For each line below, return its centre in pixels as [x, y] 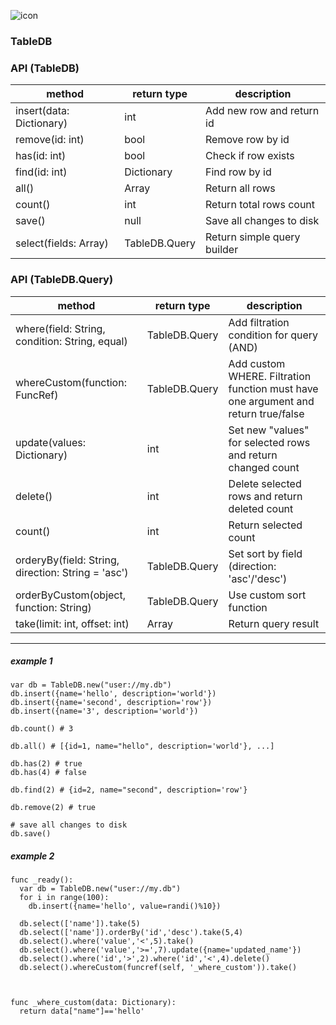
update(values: [50, 442]
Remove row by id [247, 140]
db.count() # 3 [42, 729]
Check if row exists [250, 156]
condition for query [273, 335]
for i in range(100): [64, 898]
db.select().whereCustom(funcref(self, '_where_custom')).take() [158, 968]
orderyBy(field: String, [67, 560]
